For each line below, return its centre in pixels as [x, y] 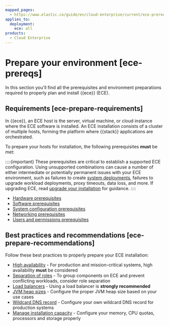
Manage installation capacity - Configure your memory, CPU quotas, [83, 313]
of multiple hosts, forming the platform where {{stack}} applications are [79, 131]
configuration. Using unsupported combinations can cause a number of [79, 167]
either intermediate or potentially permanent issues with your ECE [73, 172]
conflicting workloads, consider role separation [61, 281]
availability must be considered [45, 270]
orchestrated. [19, 137]
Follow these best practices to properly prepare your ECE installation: [77, 255]
